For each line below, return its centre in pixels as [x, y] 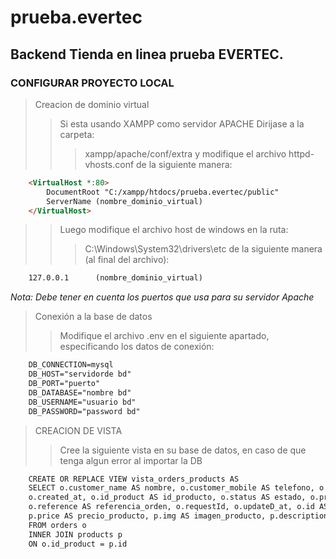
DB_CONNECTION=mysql [71, 365]
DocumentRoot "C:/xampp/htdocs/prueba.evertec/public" [163, 192]
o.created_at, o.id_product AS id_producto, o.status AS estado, [167, 497]
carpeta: [77, 134]
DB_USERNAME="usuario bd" [82, 402]
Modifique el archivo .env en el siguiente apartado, [164, 336]
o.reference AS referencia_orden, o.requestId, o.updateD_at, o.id [171, 507]
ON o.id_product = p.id [78, 544]
